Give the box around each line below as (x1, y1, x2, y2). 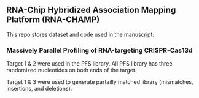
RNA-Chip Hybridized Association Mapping (6, 5, 176, 15)
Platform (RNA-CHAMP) (6, 15, 100, 25)
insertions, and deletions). (6, 85, 72, 92)
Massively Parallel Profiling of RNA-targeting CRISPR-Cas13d (6, 46, 193, 55)
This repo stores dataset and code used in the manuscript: (6, 31, 155, 38)
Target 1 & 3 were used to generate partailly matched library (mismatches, (6, 78, 193, 86)
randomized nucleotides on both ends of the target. (6, 67, 137, 74)
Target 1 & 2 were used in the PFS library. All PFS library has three (6, 60, 173, 67)
